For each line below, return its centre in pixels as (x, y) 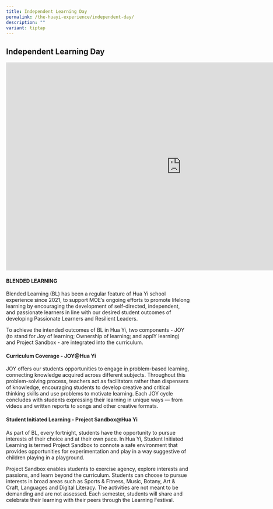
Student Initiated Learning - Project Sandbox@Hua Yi (72, 419)
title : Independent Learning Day (47, 11)
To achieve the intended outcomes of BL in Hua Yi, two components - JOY (95, 330)
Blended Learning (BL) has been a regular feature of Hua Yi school (86, 294)
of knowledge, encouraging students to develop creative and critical (88, 387)
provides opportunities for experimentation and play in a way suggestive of (96, 451)
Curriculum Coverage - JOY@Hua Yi (51, 356)
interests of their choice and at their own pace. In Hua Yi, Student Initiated (95, 439)
